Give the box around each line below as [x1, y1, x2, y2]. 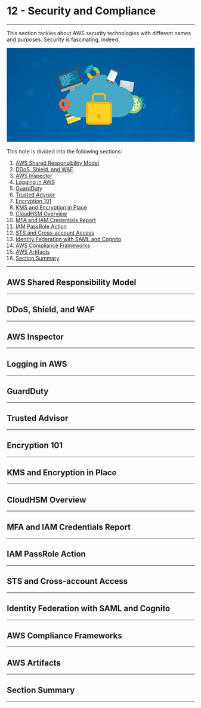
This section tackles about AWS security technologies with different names [7, 29, 191, 36]
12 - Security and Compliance [7, 4, 156, 18]
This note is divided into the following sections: [7, 147, 123, 155]
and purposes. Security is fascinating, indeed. [7, 36, 120, 43]
